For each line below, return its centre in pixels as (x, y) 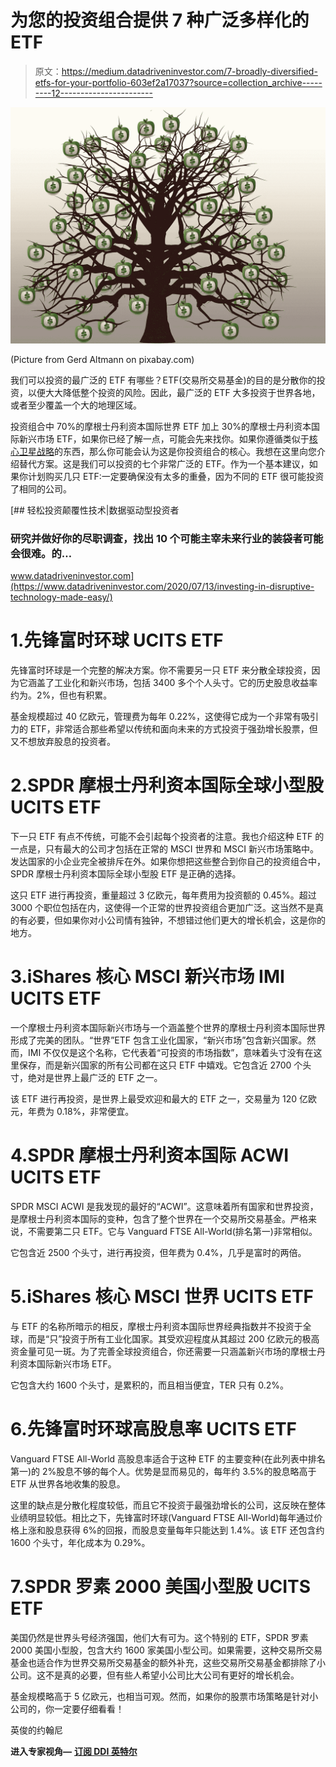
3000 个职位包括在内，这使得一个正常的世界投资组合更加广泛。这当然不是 (163, 908)
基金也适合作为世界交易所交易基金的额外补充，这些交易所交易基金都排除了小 (168, 1662)
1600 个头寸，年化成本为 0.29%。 (80, 1542)
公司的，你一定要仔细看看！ (67, 1708)
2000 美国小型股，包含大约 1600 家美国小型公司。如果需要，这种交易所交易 (166, 1650)
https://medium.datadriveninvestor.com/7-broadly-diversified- (189, 71)
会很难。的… (41, 553)
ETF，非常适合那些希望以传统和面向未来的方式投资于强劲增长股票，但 (173, 729)
